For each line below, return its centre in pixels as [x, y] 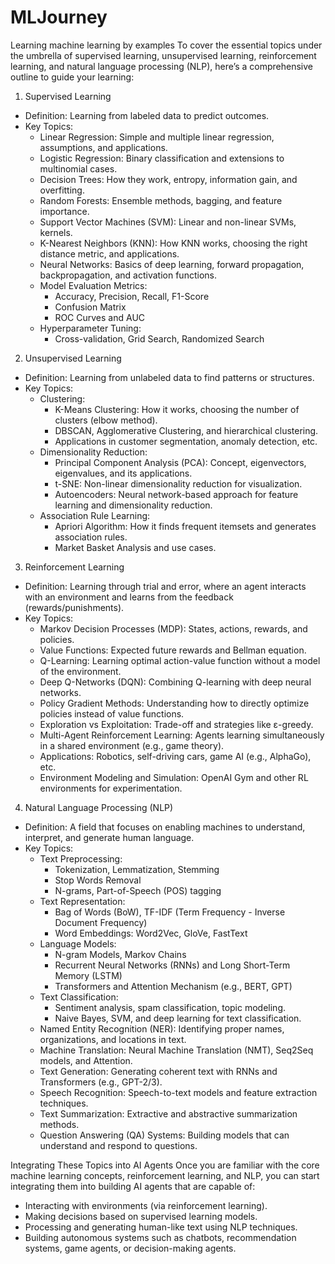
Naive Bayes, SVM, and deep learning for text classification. [178, 1018]
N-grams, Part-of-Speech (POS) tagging [138, 890]
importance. [64, 211]
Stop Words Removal [98, 880]
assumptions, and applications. [103, 147]
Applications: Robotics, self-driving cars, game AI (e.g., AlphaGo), [175, 756]
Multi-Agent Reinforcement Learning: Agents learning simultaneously [182, 735]
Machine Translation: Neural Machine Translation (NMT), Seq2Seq [176, 1050]
